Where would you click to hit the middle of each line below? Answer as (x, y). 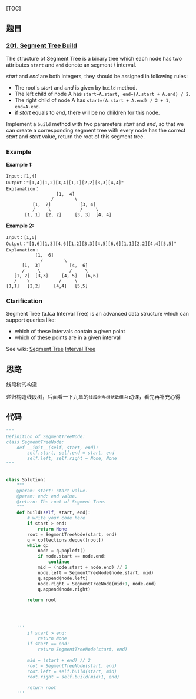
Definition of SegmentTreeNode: (46, 436)
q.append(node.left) (63, 578)
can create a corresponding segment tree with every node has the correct (96, 130)
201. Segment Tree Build (42, 45)
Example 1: (20, 164)
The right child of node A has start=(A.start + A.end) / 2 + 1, (93, 100)
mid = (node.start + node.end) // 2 (82, 568)
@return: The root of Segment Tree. (62, 502)
